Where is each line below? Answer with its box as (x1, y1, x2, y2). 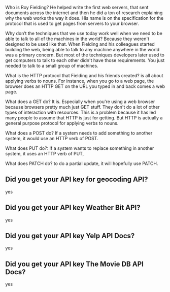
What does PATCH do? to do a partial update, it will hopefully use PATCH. (5, 160, 158, 167)
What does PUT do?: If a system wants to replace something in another (5, 145, 154, 151)
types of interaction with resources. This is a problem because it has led (5, 109, 156, 115)
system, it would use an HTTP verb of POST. (5, 136, 98, 141)
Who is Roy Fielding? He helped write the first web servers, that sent (5, 5, 149, 10)
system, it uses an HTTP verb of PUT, (5, 151, 84, 156)
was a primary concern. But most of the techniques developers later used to (5, 52, 165, 58)
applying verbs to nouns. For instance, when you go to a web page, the (5, 78, 154, 84)
